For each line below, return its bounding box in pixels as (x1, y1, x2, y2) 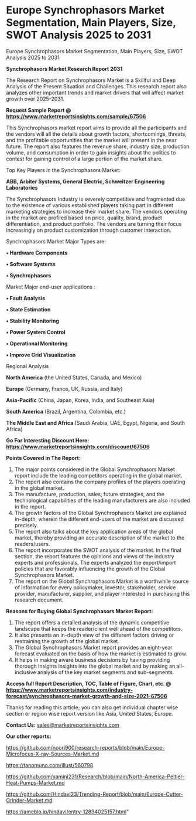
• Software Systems (6, 260, 56, 267)
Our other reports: (6, 733, 51, 740)
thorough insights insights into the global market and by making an (14, 662, 176, 669)
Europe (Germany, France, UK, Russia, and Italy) (6, 385, 123, 392)
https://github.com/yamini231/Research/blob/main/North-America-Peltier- (6, 773, 185, 780)
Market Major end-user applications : (6, 283, 95, 290)
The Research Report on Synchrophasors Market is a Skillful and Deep (6, 77, 176, 84)
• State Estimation (6, 305, 51, 313)
